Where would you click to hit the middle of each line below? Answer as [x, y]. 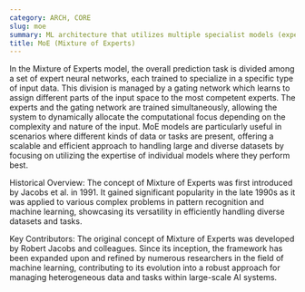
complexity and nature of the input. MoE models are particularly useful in [146, 127]
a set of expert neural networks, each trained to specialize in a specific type [151, 79]
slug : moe [28, 26]
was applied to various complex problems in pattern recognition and [137, 202]
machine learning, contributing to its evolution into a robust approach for [145, 268]
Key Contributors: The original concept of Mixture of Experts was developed [152, 239]
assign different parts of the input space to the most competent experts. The [152, 98]
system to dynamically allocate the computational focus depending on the [148, 117]
